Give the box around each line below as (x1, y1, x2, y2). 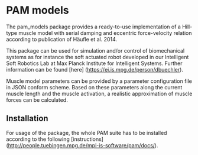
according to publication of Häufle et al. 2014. (6, 35, 117, 43)
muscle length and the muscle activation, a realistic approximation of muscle (6, 90, 193, 97)
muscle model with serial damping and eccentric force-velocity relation (18, 29, 192, 36)
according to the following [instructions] (6, 135, 103, 143)
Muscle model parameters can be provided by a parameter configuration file (6, 77, 192, 85)
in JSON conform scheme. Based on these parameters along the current (6, 83, 183, 91)
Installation (6, 114, 48, 124)
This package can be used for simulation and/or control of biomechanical (6, 47, 185, 54)
